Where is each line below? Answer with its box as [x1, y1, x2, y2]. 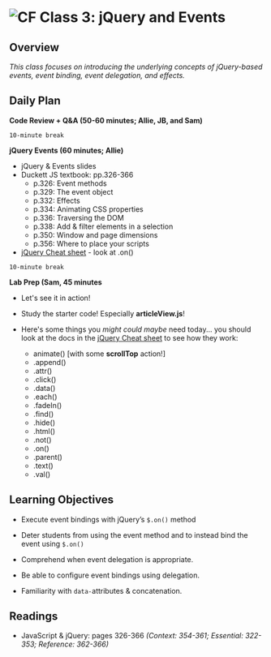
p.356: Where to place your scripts [32, 238, 149, 248]
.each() [32, 392, 58, 401]
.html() [32, 426, 56, 436]
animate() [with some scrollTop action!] [32, 349, 166, 359]
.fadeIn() [32, 400, 62, 410]
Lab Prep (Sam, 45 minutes [9, 277, 102, 287]
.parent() [32, 452, 63, 462]
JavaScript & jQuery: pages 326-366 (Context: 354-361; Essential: [20, 631, 244, 641]
